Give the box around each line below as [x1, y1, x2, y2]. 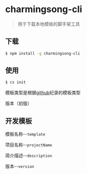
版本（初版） [5, 100, 32, 107]
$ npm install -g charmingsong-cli [5, 51, 80, 56]
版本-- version [5, 163, 34, 169]
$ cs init [5, 80, 26, 85]
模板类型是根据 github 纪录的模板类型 [5, 90, 81, 96]
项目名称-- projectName [5, 142, 52, 148]
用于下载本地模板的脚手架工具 [17, 21, 80, 27]
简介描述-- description [5, 153, 52, 159]
